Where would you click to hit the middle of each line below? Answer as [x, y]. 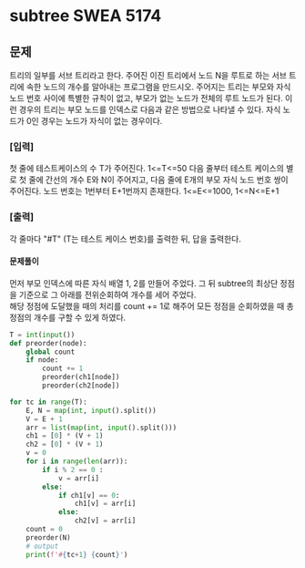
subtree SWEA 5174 [86, 16]
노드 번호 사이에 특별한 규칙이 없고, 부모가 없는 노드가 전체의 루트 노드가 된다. [147, 98]
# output [42, 546]
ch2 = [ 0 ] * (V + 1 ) [65, 444]
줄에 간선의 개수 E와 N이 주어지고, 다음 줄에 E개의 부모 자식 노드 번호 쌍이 [158, 180]
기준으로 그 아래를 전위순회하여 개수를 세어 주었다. [107, 294]
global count [51, 352]
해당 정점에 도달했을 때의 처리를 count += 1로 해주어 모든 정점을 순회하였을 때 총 [152, 305]
